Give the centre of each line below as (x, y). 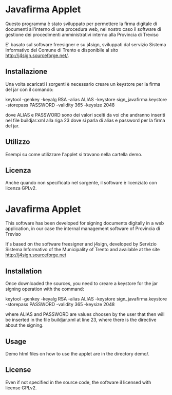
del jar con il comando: (30, 89)
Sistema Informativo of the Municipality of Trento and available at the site (83, 250)
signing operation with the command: (45, 289)
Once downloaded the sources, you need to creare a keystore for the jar (82, 284)
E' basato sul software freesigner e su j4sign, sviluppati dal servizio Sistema (86, 44)
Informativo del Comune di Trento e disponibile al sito (62, 50)
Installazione (26, 72)
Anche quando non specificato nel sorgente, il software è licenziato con (81, 183)
